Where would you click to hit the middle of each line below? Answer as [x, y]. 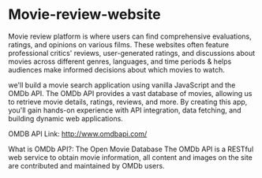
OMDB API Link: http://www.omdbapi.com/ [78, 133]
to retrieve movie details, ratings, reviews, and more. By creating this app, [128, 102]
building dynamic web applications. [66, 118]
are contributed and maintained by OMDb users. [86, 165]
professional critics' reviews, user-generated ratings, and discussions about [132, 53]
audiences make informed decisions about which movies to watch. [116, 69]
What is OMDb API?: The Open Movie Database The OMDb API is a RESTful [131, 149]
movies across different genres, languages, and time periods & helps [120, 61]
